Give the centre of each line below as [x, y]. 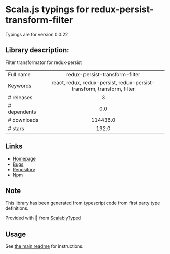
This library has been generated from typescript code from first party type [83, 203]
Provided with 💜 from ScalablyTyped [43, 218]
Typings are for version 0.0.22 [37, 34]
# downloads [23, 120]
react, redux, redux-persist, [84, 82]
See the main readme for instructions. [45, 246]
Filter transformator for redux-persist [44, 62]
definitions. [17, 208]
